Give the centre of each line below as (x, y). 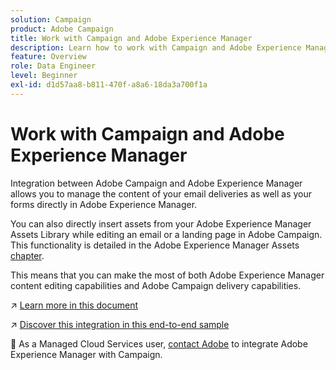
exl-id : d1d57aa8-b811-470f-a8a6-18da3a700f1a (109, 85)
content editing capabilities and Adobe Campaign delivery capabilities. (156, 285)
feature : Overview (48, 57)
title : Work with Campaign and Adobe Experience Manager (131, 38)
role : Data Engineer (53, 66)
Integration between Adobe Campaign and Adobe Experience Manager (156, 183)
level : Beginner (44, 76)
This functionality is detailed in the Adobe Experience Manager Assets (155, 245)
